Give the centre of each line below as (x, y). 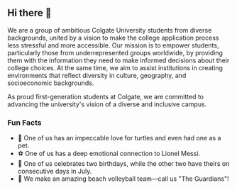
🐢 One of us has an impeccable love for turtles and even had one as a (119, 138)
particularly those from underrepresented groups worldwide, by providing (115, 52)
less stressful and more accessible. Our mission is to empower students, (113, 45)
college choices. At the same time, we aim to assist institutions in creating (115, 67)
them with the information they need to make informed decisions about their (118, 60)
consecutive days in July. (55, 172)
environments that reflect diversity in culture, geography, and (97, 75)
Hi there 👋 (29, 13)
